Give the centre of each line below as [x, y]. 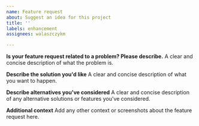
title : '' [19, 23]
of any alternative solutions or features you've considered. [79, 99]
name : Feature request [34, 12]
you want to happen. [31, 81]
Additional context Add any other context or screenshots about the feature [99, 110]
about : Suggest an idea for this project [59, 17]
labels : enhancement [32, 28]
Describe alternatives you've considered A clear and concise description [98, 92]
